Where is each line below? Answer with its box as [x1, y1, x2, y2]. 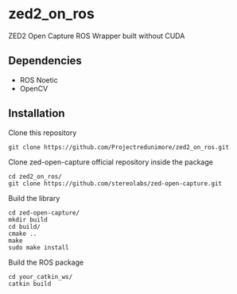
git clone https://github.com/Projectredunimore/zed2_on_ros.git [8, 143, 229, 151]
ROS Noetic [19, 75, 58, 84]
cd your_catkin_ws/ [8, 273, 73, 280]
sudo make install [8, 243, 69, 251]
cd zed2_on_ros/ [8, 172, 62, 180]
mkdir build [8, 215, 48, 223]
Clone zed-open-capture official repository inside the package [8, 157, 213, 167]
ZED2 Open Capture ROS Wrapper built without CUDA [8, 31, 185, 41]
